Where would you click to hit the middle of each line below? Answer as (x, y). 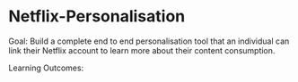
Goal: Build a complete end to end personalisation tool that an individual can (149, 41)
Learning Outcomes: (46, 68)
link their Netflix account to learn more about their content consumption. (142, 50)
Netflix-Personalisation (97, 16)
